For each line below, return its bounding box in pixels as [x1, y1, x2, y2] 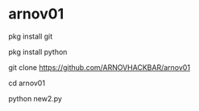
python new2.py [8, 93, 63, 103]
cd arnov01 [8, 78, 46, 88]
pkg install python [8, 47, 68, 56]
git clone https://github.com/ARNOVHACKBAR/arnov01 [8, 62, 191, 72]
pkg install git [8, 31, 53, 41]
